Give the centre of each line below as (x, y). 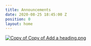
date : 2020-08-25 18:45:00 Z (36, 14)
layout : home (19, 24)
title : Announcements (28, 10)
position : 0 (18, 19)
